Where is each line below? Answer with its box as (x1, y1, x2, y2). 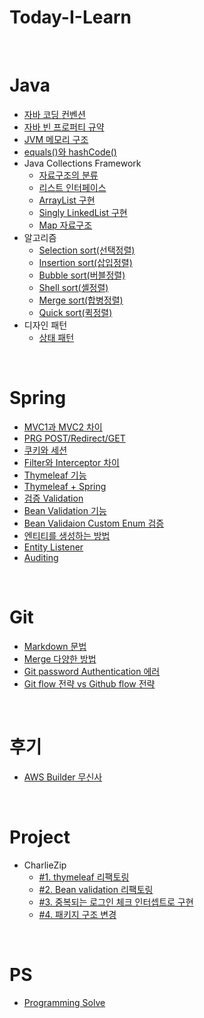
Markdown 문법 (23, 640, 87, 652)
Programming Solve (23, 996, 106, 1008)
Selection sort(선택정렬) (38, 244, 136, 256)
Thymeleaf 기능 (23, 469, 87, 481)
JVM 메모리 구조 (23, 133, 89, 145)
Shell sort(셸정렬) (38, 281, 109, 293)
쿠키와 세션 (23, 444, 68, 456)
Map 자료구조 (38, 219, 93, 231)
